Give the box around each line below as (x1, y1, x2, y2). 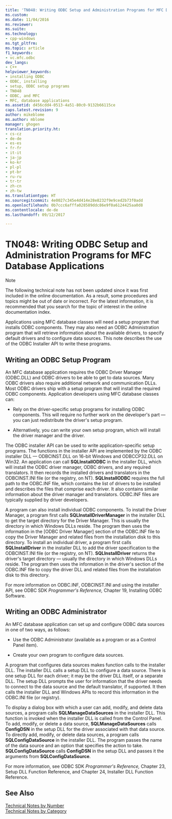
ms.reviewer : (5, 21, 33, 27)
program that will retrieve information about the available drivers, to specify (5, 330, 164, 336)
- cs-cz (5, 131, 22, 136)
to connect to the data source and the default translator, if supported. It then (5, 683, 166, 689)
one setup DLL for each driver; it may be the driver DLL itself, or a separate (5, 673, 163, 679)
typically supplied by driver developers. (5, 497, 89, 503)
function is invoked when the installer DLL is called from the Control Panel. (5, 715, 162, 721)
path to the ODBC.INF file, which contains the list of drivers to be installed (5, 481, 161, 486)
